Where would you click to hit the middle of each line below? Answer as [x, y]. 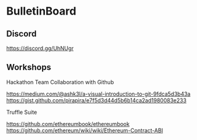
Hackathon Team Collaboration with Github [60, 82]
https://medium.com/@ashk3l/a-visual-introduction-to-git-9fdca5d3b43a [98, 94]
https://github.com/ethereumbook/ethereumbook [68, 124]
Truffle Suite [22, 112]
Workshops [29, 67]
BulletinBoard [41, 11]
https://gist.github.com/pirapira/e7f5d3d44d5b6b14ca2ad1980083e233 [96, 100]
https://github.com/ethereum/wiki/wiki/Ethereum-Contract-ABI [85, 130]
